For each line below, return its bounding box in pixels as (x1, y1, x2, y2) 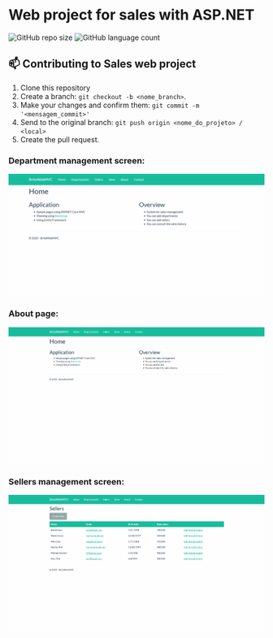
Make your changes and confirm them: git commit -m (19, 100, 200, 110)
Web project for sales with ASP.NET (8, 6, 255, 24)
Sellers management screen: (8, 475, 124, 487)
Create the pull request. (19, 134, 100, 144)
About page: (8, 308, 59, 319)
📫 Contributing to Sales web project (8, 57, 197, 71)
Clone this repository (19, 83, 91, 93)
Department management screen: (8, 154, 145, 166)
